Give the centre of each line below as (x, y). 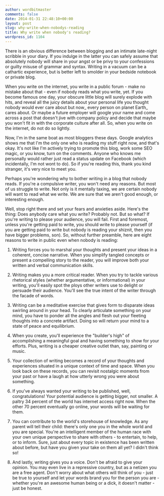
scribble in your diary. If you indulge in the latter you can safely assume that (82, 56)
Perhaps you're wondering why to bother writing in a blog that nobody (76, 178)
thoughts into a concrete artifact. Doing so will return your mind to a (81, 321)
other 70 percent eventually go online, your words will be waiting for (81, 406)
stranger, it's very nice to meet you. (41, 169)
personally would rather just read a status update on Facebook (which (76, 158)
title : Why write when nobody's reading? (48, 32)
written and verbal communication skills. (53, 265)
